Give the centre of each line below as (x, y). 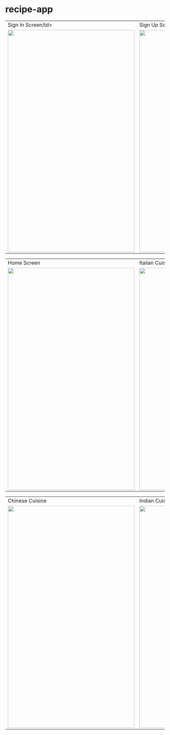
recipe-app (29, 9)
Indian (147, 500)
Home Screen (24, 262)
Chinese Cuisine (27, 500)
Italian (147, 262)
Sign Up (149, 25)
